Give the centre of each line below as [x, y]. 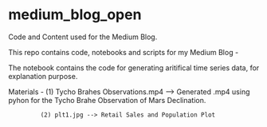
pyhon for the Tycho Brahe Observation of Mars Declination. [107, 100]
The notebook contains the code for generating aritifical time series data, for [134, 67]
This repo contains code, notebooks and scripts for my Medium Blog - [124, 52]
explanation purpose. [43, 76]
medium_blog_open [75, 15]
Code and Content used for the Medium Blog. [83, 37]
